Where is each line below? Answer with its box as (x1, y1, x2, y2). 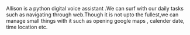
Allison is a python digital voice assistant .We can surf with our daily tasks (6, 5, 184, 12)
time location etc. (6, 23, 48, 30)
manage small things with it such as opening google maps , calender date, (6, 17, 185, 24)
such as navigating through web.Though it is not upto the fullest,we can (6, 11, 179, 18)
